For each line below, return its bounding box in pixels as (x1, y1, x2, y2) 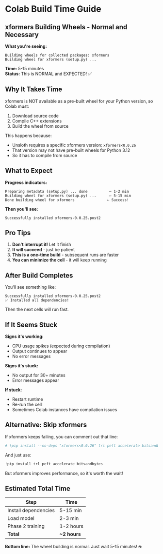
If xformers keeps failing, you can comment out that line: (5, 434, 118, 439)
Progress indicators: (5, 179, 47, 185)
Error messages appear (12, 377, 59, 383)
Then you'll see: (5, 206, 38, 212)
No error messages (12, 354, 51, 359)
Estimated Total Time (5, 484, 70, 493)
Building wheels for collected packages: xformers (5, 53, 110, 58)
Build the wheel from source (12, 123, 69, 129)
